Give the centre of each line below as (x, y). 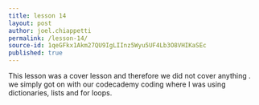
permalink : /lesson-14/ (48, 38)
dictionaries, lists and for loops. (60, 93)
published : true (35, 53)
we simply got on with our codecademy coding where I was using (117, 84)
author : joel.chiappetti (50, 30)
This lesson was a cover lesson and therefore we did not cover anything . (129, 76)
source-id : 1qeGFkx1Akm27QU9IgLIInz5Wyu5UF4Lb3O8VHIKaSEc (107, 46)
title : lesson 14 (37, 16)
